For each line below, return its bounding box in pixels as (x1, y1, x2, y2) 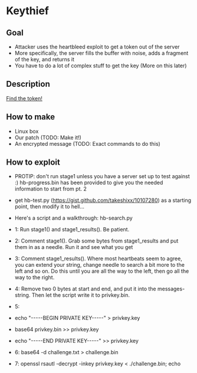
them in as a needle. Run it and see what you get (14, 244, 133, 251)
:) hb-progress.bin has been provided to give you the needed (14, 179, 163, 186)
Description (6, 79, 50, 89)
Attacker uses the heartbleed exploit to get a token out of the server (14, 43, 180, 50)
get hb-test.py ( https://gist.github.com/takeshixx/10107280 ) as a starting (14, 197, 192, 204)
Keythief (6, 4, 49, 18)
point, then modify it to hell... (14, 203, 84, 210)
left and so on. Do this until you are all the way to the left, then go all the (14, 267, 189, 275)
